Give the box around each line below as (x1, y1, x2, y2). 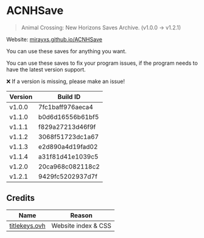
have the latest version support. (6, 65, 86, 73)
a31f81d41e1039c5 (38, 152, 99, 160)
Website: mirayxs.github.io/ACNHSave (6, 35, 102, 43)
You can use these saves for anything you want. (6, 47, 127, 55)
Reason (70, 211, 93, 220)
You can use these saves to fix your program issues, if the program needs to (6, 59, 198, 67)
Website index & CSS (51, 221, 111, 229)
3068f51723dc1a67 (38, 132, 99, 141)
